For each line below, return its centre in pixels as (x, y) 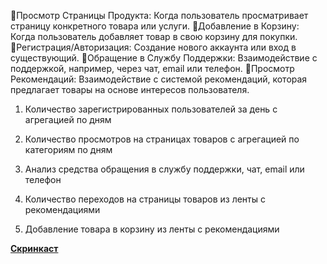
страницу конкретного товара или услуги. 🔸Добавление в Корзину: (155, 26)
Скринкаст (34, 248)
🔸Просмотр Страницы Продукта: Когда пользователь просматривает (159, 15)
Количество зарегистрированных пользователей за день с (151, 109)
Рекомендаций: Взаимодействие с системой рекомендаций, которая (159, 79)
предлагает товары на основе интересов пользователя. (130, 89)
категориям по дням (68, 149)
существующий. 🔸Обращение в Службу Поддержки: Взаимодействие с (164, 58)
